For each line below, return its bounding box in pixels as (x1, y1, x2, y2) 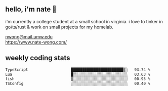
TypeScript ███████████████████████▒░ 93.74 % (5, 67, 151, 72)
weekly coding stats (5, 54, 70, 62)
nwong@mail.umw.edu (5, 33, 53, 39)
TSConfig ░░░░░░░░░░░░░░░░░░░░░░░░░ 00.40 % (5, 81, 151, 86)
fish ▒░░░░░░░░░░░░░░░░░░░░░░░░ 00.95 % (5, 76, 151, 81)
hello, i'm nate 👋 (5, 5, 57, 14)
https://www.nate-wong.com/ (5, 39, 67, 45)
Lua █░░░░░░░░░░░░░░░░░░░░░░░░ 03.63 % (5, 72, 151, 77)
